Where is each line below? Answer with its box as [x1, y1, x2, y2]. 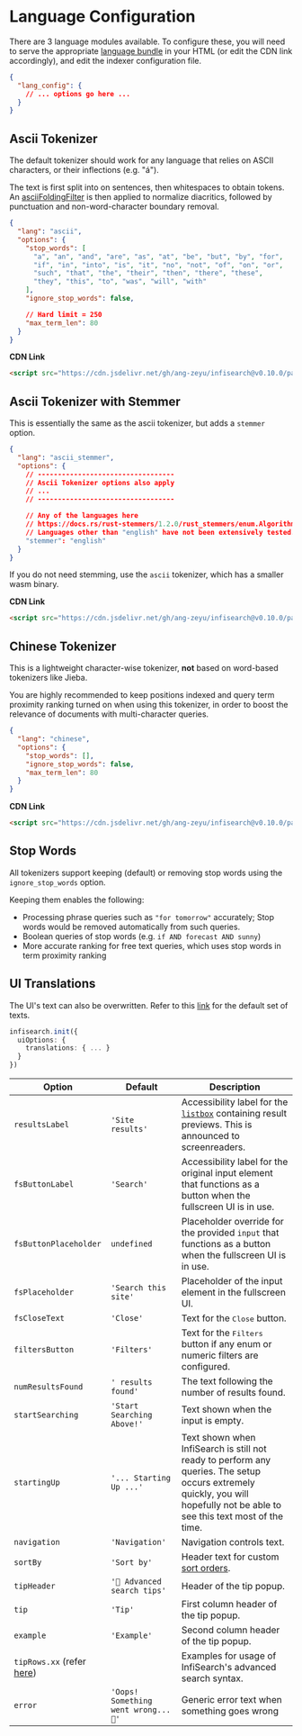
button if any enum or [181, 1338, 272, 1350]
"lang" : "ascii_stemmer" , [17, 453, 115, 462]
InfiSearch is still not [181, 1442, 267, 1455]
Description [209, 1080, 261, 1093]
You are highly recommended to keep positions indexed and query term [9, 690, 275, 701]
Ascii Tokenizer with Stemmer [9, 393, 182, 409]
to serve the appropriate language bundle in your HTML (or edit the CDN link [9, 45, 293, 56]
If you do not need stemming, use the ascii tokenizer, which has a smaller [9, 569, 284, 580]
